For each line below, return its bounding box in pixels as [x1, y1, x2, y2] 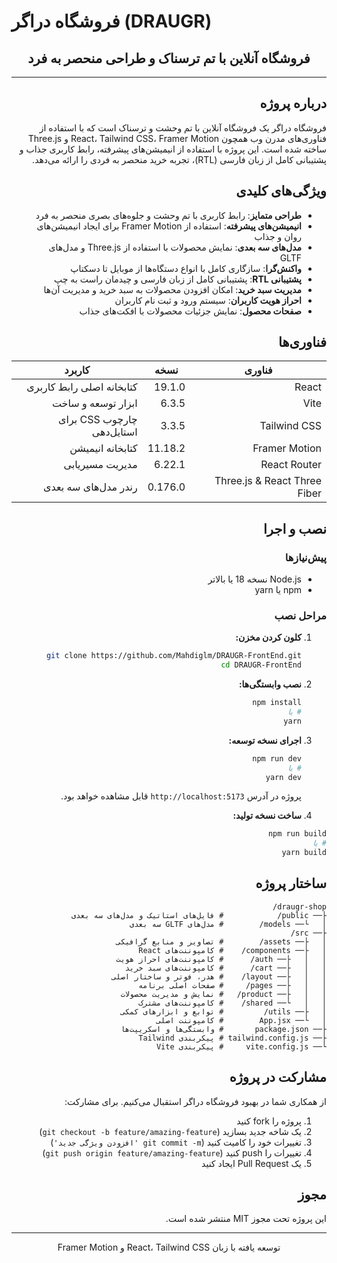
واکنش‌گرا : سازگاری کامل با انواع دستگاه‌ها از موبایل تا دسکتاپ [70, 262, 302, 274]
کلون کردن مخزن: [235, 631, 302, 644]
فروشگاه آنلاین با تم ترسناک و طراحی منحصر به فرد [27, 50, 311, 67]
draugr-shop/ [272, 901, 327, 912]
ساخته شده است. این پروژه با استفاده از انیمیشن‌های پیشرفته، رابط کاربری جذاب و [19, 143, 327, 155]
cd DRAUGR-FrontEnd [220, 660, 302, 670]
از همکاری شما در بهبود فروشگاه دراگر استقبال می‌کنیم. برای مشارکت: [64, 1095, 327, 1107]
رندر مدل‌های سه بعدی [43, 480, 138, 494]
